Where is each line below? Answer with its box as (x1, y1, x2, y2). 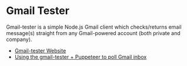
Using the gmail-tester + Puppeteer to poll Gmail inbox (14, 53, 147, 60)
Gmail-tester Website (14, 47, 66, 54)
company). (6, 36, 32, 43)
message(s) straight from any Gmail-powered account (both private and (6, 29, 181, 36)
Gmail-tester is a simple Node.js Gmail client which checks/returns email (6, 23, 182, 30)
